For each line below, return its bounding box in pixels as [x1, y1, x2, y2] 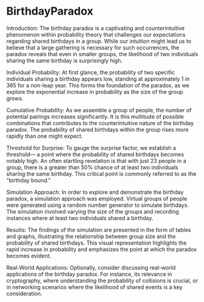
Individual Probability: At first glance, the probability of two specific [6, 68, 175, 76]
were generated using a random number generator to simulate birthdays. [6, 201, 189, 209]
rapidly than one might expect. [6, 132, 83, 140]
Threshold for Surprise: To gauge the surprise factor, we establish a [6, 144, 177, 151]
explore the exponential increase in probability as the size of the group [6, 88, 184, 95]
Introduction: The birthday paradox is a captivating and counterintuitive [6, 24, 185, 32]
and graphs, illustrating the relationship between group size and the [6, 232, 176, 240]
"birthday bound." [6, 176, 51, 184]
